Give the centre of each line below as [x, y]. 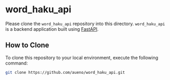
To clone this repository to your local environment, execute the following [82, 57]
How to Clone [27, 45]
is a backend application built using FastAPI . [52, 29]
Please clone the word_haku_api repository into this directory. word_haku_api [85, 24]
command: [17, 63]
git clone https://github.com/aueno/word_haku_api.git [65, 72]
